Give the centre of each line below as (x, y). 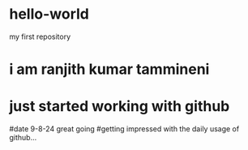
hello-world (49, 14)
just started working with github (120, 107)
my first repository (40, 36)
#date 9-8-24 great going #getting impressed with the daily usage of (124, 129)
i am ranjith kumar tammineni (109, 69)
